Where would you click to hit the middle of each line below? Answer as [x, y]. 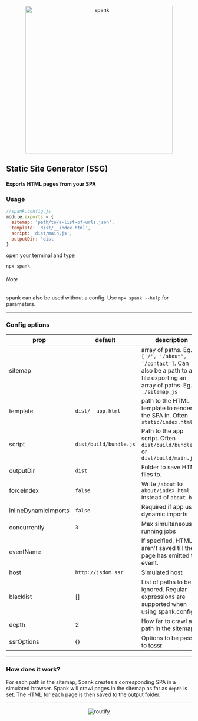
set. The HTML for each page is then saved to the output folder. [83, 694]
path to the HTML [165, 400]
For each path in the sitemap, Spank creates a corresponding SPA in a [91, 682]
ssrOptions [24, 641]
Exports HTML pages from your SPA [51, 184]
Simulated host [162, 572]
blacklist [21, 597]
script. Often [158, 438]
